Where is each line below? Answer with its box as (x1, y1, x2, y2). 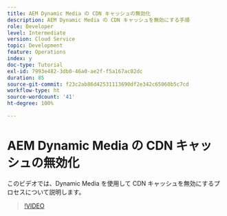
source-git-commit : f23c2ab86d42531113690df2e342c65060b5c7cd (7, 81, 189, 88)
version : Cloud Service (7, 36, 76, 43)
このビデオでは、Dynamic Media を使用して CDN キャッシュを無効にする (7, 179, 215, 187)
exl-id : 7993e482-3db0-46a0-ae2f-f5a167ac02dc (7, 68, 143, 75)
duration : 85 (7, 74, 45, 81)
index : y (7, 55, 32, 62)
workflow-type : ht (7, 87, 60, 94)
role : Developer (7, 23, 54, 30)
